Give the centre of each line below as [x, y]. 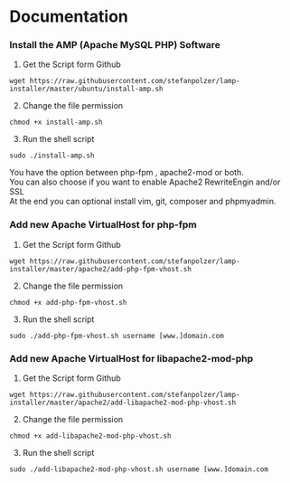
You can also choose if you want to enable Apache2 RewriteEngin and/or [145, 182]
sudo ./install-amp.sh [52, 156]
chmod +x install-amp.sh [56, 123]
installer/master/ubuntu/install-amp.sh [87, 89]
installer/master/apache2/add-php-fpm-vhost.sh [101, 269]
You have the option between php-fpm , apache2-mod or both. [126, 173]
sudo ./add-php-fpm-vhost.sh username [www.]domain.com [117, 336]
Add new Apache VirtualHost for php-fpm [103, 225]
